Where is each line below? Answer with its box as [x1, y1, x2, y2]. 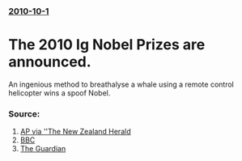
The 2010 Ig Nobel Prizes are [8, 36, 206, 54]
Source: [8, 108, 40, 119]
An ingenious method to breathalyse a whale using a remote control [8, 79, 235, 89]
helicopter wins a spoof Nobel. [8, 87, 111, 98]
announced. [8, 53, 91, 71]
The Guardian [19, 144, 66, 154]
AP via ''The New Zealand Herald [19, 127, 131, 137]
